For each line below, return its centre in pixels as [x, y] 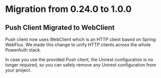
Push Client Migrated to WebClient [60, 28]
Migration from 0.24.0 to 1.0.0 [69, 9]
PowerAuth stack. [23, 50]
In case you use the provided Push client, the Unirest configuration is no [79, 60]
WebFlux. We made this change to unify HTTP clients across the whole [78, 45]
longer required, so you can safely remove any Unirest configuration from [80, 65]
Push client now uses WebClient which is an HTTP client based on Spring [80, 39]
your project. [18, 70]
